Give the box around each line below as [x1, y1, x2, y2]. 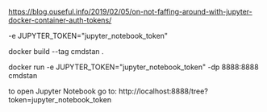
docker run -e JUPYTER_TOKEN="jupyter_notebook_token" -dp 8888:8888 [8, 62, 260, 72]
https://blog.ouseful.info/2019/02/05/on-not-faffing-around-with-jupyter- [8, 7, 252, 16]
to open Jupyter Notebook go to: [8, 86, 117, 96]
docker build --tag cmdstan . [8, 47, 104, 56]
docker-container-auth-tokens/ [8, 15, 112, 25]
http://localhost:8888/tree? [118, 86, 208, 96]
